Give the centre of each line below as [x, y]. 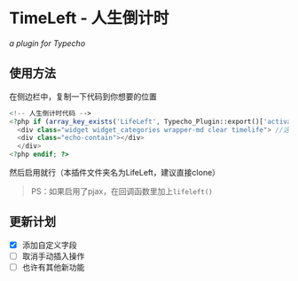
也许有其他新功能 [53, 267]
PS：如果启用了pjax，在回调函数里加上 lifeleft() [122, 191]
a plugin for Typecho [47, 43]
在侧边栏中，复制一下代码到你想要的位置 [83, 96]
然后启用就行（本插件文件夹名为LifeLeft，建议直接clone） [114, 172]
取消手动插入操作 [53, 256]
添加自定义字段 [49, 245]
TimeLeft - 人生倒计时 [89, 18]
